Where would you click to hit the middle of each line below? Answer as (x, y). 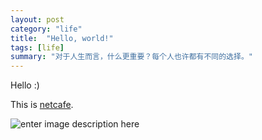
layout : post (37, 19)
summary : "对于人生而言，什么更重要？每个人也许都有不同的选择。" (131, 57)
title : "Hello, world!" (62, 38)
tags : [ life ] (37, 47)
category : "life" (46, 29)
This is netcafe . (42, 105)
